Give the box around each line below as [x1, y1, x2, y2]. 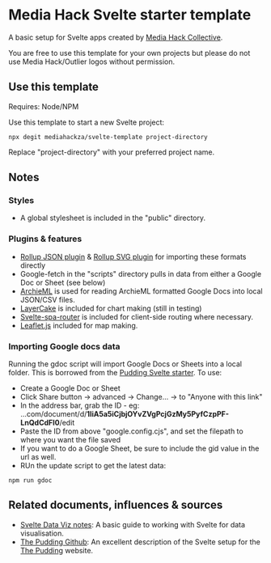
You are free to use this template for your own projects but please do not [8, 48, 251, 57]
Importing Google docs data [8, 341, 121, 352]
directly [19, 260, 46, 270]
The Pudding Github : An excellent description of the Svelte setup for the [19, 536, 260, 547]
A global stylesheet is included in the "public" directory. [19, 213, 206, 223]
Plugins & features [8, 233, 83, 244]
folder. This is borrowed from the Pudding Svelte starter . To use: [8, 368, 222, 378]
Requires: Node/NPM [8, 101, 79, 111]
